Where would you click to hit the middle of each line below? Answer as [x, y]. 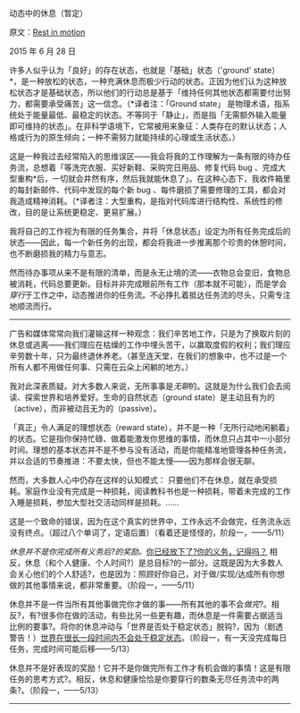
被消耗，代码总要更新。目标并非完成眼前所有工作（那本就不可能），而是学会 [148, 284]
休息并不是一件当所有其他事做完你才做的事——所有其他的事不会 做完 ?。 [141, 604]
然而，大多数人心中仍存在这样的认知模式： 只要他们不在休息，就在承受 [139, 480]
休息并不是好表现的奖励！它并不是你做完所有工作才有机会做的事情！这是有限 [150, 668]
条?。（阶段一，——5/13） [56, 690]
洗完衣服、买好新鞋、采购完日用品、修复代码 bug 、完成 [175, 167]
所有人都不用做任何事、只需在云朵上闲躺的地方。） [101, 367]
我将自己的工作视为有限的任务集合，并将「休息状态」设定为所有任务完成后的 [150, 231]
